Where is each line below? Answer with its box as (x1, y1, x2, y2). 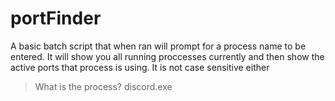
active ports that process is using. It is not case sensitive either (10, 61, 270, 73)
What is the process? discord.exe (34, 80, 173, 92)
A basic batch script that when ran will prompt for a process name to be (10, 40, 307, 52)
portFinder (10, 7, 102, 30)
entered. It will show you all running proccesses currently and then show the (10, 50, 325, 62)
